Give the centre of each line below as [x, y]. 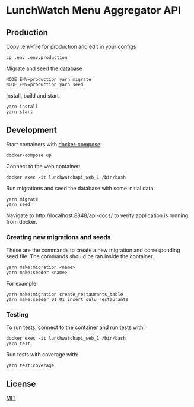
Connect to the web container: [43, 166]
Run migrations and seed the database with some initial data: [81, 188]
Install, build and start [33, 96]
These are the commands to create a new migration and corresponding [93, 250]
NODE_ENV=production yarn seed [45, 84]
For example [21, 284]
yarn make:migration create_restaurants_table [65, 295]
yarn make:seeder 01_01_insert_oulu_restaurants [67, 300]
